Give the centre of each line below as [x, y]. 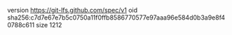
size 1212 [49, 25]
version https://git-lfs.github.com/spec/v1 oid [73, 10]
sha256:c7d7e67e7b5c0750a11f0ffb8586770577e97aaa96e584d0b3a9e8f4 [116, 17]
